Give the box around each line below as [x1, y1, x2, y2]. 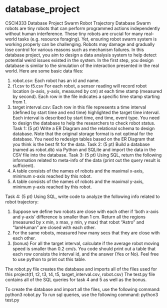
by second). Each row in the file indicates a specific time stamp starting [12, 93, 160, 99]
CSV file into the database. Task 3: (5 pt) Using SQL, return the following [12, 151, 162, 158]
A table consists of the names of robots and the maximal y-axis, [12, 178, 144, 184]
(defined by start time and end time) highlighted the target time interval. [12, 109, 160, 115]
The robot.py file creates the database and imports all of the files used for [5, 266, 157, 272]
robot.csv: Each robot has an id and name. [12, 77, 100, 83]
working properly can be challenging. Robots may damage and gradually [5, 41, 155, 47]
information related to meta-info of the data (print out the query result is [12, 157, 161, 163]
